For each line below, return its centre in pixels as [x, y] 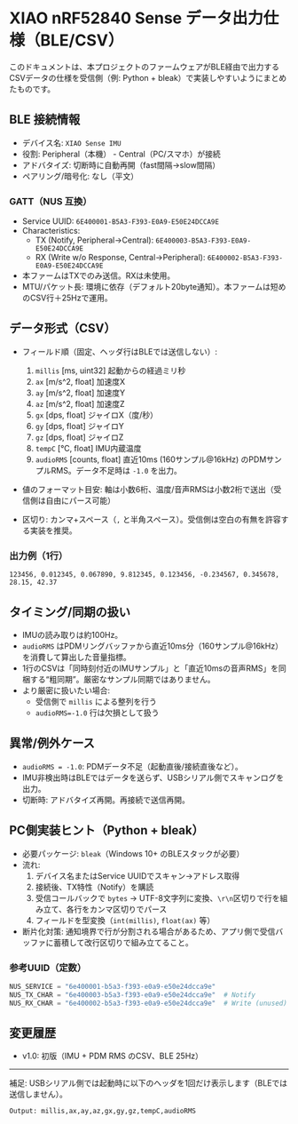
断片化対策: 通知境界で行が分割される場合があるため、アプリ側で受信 [149, 931]
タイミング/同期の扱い [70, 612]
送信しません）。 [39, 1095]
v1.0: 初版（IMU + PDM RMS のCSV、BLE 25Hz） [113, 1056]
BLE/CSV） [82, 40]
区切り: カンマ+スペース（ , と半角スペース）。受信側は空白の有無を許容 [151, 519]
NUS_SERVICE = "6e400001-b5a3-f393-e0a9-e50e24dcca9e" [113, 986]
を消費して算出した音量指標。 [76, 657]
